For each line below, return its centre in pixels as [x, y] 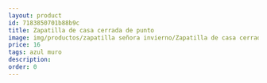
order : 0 [23, 67]
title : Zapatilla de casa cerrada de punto [81, 30]
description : [30, 60]
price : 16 [25, 45]
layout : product [35, 15]
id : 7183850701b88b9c [44, 23]
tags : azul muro [35, 52]
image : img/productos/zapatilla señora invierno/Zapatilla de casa [122, 38]
